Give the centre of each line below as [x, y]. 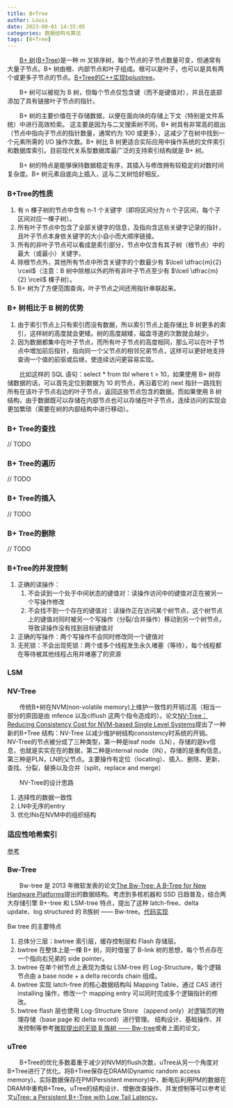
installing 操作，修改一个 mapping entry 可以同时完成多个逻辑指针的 [114, 993]
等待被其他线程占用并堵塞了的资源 [72, 654]
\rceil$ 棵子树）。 [52, 279]
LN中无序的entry [41, 806]
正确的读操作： [39, 585]
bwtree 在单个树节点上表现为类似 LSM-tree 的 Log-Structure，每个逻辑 [119, 968]
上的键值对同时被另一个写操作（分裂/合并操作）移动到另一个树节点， [126, 619]
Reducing [21, 724]
